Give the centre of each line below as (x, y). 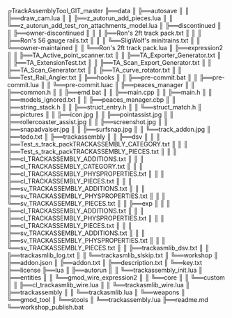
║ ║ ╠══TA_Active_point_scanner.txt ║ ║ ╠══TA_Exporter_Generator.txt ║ (114, 55)
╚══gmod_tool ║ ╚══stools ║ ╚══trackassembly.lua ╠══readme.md (108, 300)
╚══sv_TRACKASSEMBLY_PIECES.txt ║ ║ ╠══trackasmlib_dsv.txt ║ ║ (108, 248)
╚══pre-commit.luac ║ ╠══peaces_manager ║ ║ (124, 85)
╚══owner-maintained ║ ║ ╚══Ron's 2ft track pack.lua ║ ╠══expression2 (115, 48)
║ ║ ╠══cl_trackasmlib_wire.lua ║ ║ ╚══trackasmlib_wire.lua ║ (99, 285)
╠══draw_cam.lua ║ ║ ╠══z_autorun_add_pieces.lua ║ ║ (90, 18)
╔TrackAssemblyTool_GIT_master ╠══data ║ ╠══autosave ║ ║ (98, 11)
